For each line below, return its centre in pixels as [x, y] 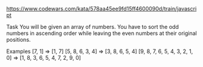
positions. [19, 40]
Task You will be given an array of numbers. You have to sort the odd [93, 27]
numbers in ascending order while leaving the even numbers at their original [102, 33]
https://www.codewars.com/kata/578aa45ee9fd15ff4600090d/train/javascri [101, 9]
